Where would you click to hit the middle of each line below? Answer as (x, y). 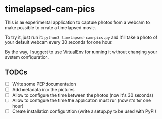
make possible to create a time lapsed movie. (51, 27)
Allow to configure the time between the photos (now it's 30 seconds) (82, 95)
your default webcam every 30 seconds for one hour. (59, 42)
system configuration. (27, 57)
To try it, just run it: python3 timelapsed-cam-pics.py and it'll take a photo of (81, 37)
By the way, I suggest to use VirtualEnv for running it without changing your (81, 52)
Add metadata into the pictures (43, 89)
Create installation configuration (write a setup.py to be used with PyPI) (84, 111)
